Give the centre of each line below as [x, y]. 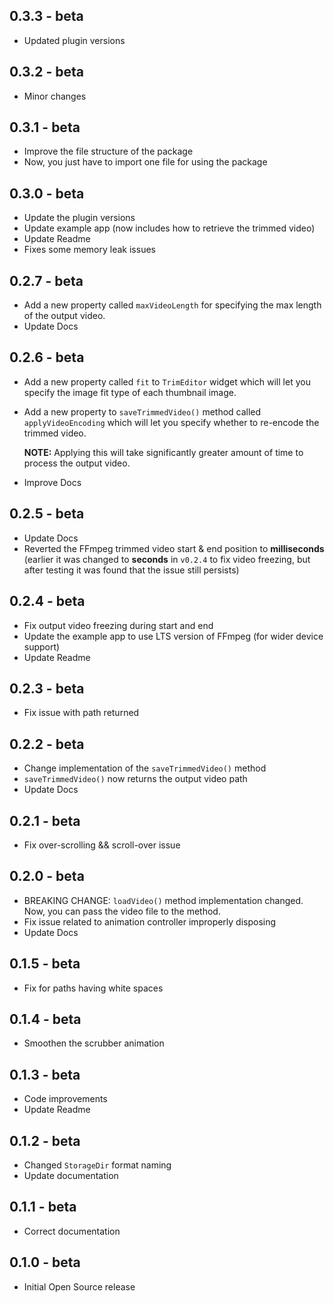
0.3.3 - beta [46, 16]
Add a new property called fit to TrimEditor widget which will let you [167, 381]
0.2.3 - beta [47, 688]
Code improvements [65, 1099]
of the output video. [64, 316]
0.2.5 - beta [47, 514]
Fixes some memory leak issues [89, 250]
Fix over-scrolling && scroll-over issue [102, 845]
